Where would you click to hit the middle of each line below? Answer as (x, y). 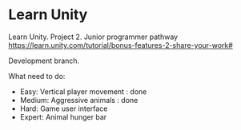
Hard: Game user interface (64, 108)
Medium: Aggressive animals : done (79, 100)
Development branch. (44, 61)
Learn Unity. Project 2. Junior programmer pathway (93, 37)
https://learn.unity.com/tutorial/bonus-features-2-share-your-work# (121, 45)
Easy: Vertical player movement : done (83, 91)
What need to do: (37, 76)
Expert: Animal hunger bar (63, 116)
